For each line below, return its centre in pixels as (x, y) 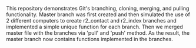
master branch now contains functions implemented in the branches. (90, 39)
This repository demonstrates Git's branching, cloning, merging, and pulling (98, 8)
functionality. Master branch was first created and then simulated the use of (98, 14)
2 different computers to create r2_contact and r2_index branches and (91, 21)
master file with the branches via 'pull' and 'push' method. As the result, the (98, 33)
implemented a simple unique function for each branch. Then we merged (95, 27)
